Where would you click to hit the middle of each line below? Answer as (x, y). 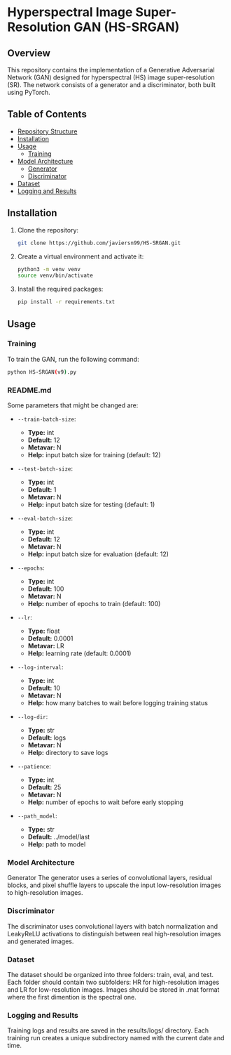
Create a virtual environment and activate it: (80, 256)
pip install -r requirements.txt (66, 302)
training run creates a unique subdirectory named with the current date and (116, 1038)
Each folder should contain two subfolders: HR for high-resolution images (113, 982)
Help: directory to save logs (68, 752)
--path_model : (37, 815)
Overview (29, 53)
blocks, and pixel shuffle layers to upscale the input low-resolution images (114, 885)
